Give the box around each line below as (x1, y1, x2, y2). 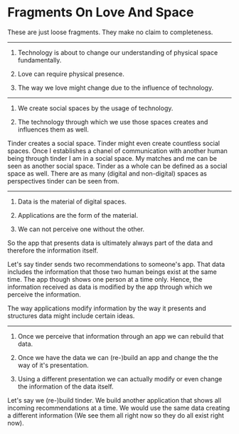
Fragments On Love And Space (7, 4, 194, 21)
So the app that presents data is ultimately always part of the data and (7, 238, 213, 247)
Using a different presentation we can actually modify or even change (17, 374, 223, 383)
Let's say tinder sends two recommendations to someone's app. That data (7, 260, 225, 268)
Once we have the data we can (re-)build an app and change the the (17, 353, 218, 361)
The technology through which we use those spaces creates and (17, 117, 208, 126)
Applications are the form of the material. (17, 211, 139, 219)
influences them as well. (17, 125, 89, 134)
